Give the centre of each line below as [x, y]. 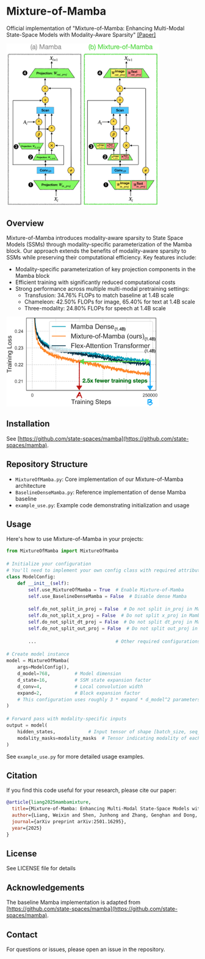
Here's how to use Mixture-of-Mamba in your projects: [75, 539]
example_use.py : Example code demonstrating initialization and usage [102, 505]
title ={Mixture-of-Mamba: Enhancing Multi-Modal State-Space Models [101, 809]
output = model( [27, 726]
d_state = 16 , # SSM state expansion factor [84, 680]
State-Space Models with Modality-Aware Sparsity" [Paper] [81, 34]
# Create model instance [38, 654]
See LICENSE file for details [41, 868]
